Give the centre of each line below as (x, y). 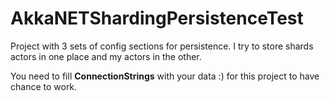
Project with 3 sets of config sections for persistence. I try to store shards (162, 46)
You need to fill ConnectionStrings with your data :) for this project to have (165, 76)
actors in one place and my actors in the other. (106, 56)
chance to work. (44, 86)
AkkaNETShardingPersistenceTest (157, 18)
